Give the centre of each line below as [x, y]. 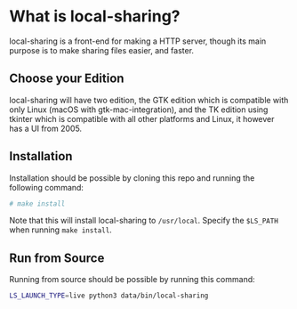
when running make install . [61, 230]
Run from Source [57, 258]
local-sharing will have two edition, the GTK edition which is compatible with [149, 100]
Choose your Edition [67, 79]
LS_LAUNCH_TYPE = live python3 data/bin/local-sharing [109, 296]
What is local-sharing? [95, 16]
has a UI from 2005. [46, 128]
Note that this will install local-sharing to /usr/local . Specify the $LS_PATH [144, 221]
